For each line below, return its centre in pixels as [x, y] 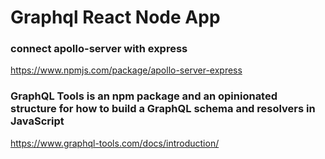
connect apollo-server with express [99, 49]
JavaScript [37, 121]
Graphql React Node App [115, 17]
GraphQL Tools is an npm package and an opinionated [144, 96]
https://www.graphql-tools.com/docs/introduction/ [115, 143]
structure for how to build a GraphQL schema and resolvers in [163, 109]
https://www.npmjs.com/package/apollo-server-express [126, 70]
